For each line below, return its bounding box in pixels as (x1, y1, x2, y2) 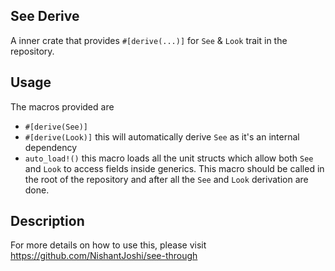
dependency (24, 141, 78, 153)
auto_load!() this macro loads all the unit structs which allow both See (24, 152, 314, 164)
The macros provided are (10, 100, 115, 113)
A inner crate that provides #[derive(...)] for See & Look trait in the (10, 34, 288, 46)
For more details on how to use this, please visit (10, 239, 207, 251)
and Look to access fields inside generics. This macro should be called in (24, 162, 325, 174)
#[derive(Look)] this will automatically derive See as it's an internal (24, 130, 300, 143)
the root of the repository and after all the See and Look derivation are (24, 173, 309, 185)
